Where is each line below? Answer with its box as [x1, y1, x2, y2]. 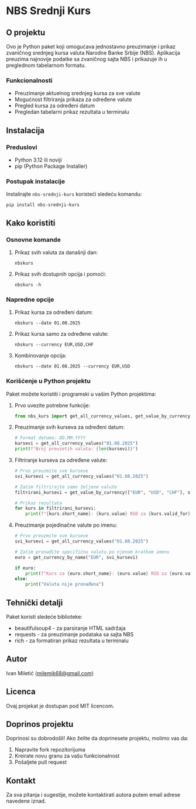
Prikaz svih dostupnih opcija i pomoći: [14, 270, 106, 277]
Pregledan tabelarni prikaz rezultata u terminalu [14, 109, 130, 116]
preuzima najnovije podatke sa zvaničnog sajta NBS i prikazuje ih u [6, 56, 168, 62]
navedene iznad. [6, 797, 46, 805]
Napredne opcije [6, 295, 54, 304]
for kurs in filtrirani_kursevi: [14, 505, 97, 511]
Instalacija [6, 125, 45, 136]
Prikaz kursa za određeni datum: [14, 309, 93, 316]
